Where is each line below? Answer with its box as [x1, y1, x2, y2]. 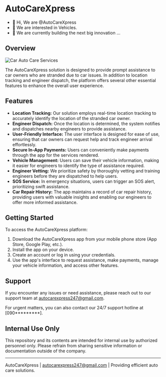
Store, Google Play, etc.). [12, 242, 63, 248]
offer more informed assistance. [12, 199, 78, 205]
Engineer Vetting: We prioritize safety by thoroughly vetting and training [12, 168, 160, 173]
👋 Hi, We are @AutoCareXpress [12, 19, 77, 25]
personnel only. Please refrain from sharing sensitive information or [5, 343, 142, 348]
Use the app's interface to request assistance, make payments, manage [12, 257, 159, 263]
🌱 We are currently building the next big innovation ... [12, 30, 121, 36]
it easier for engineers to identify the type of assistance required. [12, 163, 145, 168]
